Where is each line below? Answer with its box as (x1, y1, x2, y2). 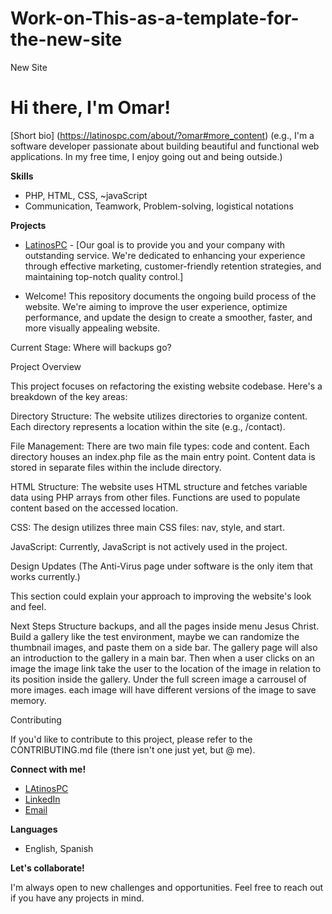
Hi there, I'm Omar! (10, 97, 171, 119)
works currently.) (10, 570, 81, 582)
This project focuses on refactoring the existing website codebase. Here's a (10, 380, 323, 392)
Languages (10, 823, 58, 835)
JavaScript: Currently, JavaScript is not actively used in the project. (10, 540, 288, 552)
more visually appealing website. (24, 322, 161, 334)
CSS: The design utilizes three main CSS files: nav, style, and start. (10, 521, 285, 533)
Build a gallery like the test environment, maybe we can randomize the (10, 630, 300, 642)
